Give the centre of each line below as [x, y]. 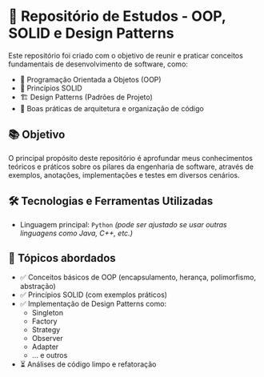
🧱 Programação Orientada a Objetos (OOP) [90, 79]
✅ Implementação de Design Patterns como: [93, 304]
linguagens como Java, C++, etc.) [76, 233]
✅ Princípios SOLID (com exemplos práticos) [94, 295]
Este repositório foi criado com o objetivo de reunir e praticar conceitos [126, 55]
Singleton [48, 313]
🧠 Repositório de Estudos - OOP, [117, 16]
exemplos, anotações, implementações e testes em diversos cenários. [124, 174]
